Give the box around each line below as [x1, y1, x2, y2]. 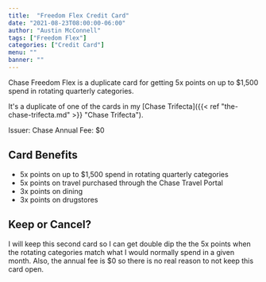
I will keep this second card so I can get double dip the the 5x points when [8, 239, 252, 249]
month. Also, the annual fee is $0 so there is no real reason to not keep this [8, 256, 254, 265]
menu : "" [8, 48, 37, 56]
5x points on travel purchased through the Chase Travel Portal [19, 178, 224, 187]
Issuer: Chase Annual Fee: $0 [8, 125, 105, 135]
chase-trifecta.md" [8, 110, 71, 119]
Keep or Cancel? [8, 218, 92, 231]
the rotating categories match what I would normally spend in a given [8, 247, 235, 257]
